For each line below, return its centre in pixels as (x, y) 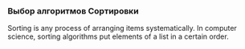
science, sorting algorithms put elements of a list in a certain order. (118, 36)
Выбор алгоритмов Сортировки (73, 11)
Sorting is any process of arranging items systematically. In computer (122, 28)
